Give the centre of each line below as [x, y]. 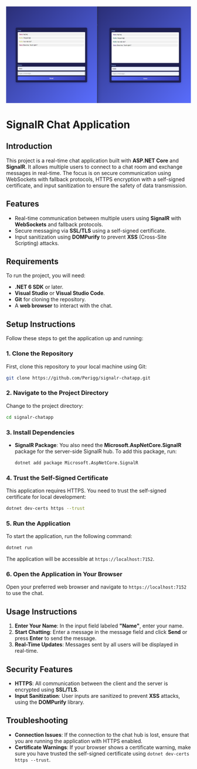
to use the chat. [25, 593]
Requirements [32, 262]
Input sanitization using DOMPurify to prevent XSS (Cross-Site [91, 237]
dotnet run [19, 548]
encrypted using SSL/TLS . [47, 690]
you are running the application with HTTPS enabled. [78, 741]
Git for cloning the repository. [50, 300]
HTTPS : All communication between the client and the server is [91, 684]
